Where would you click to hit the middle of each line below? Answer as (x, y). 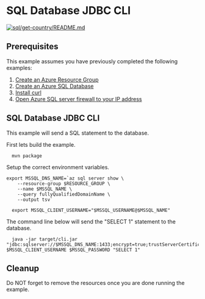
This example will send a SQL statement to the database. (78, 133)
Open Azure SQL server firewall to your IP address (78, 99)
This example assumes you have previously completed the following (92, 61)
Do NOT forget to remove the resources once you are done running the (95, 283)
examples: (19, 68)
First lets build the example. (41, 144)
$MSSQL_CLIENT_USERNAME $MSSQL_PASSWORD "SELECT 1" (73, 250)
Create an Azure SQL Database (54, 86)
